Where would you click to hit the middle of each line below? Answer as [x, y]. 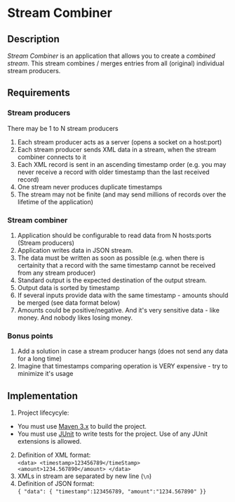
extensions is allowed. [49, 441]
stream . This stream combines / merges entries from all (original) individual [116, 63]
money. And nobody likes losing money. [75, 318]
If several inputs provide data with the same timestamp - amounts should [123, 295]
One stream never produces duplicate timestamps [90, 187]
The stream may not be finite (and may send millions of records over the [122, 194]
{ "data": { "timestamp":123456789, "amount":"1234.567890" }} [112, 492]
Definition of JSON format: [56, 484]
